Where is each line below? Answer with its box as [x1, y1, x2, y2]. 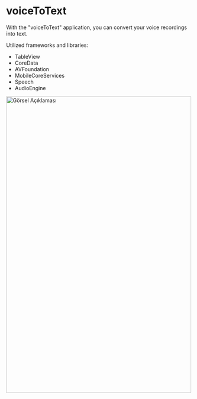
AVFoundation [14, 65, 49, 72]
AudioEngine [14, 84, 46, 91]
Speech [14, 78, 34, 85]
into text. [6, 30, 28, 37]
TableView [14, 53, 40, 60]
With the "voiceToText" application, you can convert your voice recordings [6, 24, 188, 31]
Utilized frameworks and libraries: [6, 42, 89, 49]
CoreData [14, 59, 38, 66]
